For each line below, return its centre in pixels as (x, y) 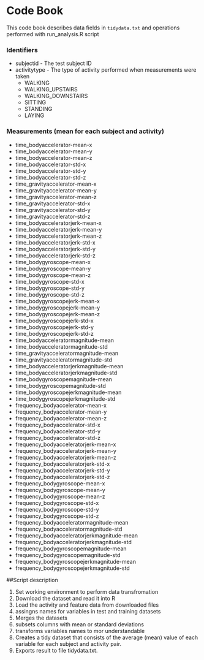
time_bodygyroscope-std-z (50, 294)
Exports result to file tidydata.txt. (56, 650)
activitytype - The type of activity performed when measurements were (106, 70)
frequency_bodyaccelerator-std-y (58, 431)
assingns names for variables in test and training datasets (88, 611)
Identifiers (22, 50)
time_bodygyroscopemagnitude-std (60, 385)
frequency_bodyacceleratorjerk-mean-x (66, 444)
